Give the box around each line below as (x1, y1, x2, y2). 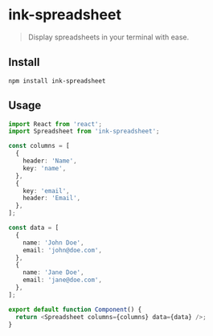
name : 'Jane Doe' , (23, 268, 84, 277)
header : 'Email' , (23, 195, 81, 203)
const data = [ (8, 223, 59, 232)
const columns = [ (8, 142, 70, 150)
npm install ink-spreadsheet (8, 76, 106, 85)
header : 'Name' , (23, 157, 78, 166)
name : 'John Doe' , (23, 239, 84, 247)
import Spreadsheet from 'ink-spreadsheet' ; (8, 127, 160, 136)
